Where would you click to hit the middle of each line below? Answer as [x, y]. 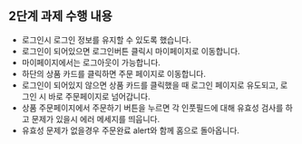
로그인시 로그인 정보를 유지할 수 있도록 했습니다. [106, 40]
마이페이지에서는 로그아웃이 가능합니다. [91, 62]
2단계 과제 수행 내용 [60, 16]
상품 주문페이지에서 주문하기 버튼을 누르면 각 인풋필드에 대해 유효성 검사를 [152, 108]
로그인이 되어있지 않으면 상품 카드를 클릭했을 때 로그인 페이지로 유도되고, [150, 85]
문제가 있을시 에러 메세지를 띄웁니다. [96, 119]
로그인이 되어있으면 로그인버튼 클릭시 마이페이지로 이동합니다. [131, 51]
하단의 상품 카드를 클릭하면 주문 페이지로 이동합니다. [113, 73]
